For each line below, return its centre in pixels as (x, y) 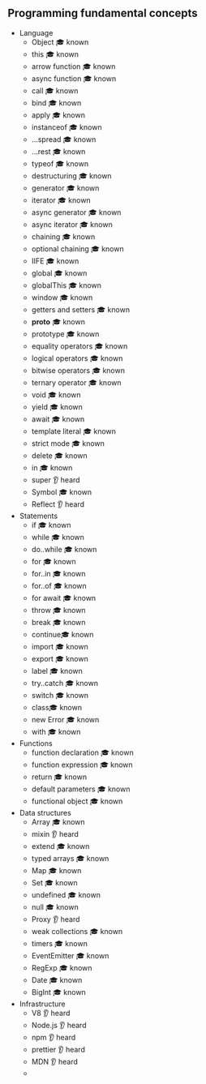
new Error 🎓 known (65, 719)
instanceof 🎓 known (67, 127)
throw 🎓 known (58, 610)
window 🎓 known (62, 297)
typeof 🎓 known (60, 163)
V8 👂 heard (51, 1013)
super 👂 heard (56, 480)
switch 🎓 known (60, 695)
